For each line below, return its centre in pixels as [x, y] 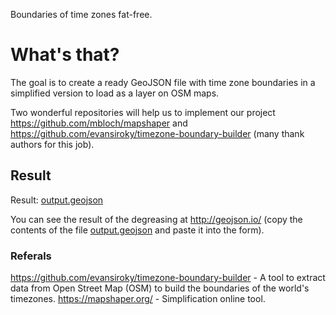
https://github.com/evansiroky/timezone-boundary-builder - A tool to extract [168, 278]
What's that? [65, 55]
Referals [31, 256]
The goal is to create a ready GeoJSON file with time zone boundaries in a [163, 82]
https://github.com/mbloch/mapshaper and [99, 123]
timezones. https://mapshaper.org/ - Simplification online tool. [138, 299]
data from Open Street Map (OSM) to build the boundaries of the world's [160, 288]
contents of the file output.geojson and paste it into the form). [137, 230]
